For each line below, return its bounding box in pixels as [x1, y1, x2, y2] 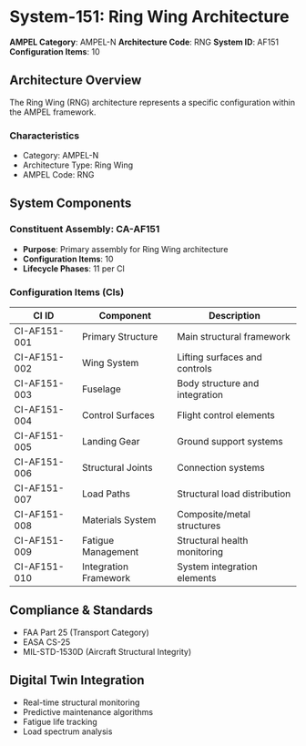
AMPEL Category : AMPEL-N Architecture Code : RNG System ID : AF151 [9, 36, 280, 47]
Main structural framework [177, 331, 291, 343]
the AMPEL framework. [9, 107, 97, 118]
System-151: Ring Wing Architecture [9, 6, 290, 27]
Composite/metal [177, 508, 250, 521]
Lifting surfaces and [177, 351, 262, 363]
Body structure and [177, 377, 260, 390]
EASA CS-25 [22, 636, 71, 648]
